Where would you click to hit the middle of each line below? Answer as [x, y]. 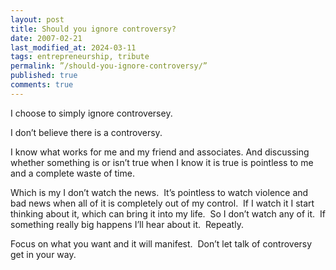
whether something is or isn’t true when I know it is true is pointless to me [162, 162]
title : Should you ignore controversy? [93, 29]
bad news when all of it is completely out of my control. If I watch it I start [162, 203]
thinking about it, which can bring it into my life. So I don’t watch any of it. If [168, 213]
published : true [44, 76]
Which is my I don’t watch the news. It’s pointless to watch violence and [159, 192]
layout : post [37, 19]
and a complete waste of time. [72, 173]
